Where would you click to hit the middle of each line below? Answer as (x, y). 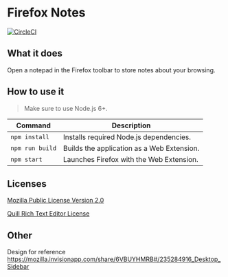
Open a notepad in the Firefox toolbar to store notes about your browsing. (111, 70)
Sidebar (18, 267)
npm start (26, 159)
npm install (30, 137)
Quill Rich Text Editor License (48, 214)
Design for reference (36, 252)
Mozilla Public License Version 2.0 (56, 201)
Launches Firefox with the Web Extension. (130, 159)
